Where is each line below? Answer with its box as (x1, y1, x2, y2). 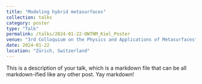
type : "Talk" (6, 25, 39, 32)
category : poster (6, 20, 50, 26)
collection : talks (6, 14, 52, 20)
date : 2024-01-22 (6, 43, 50, 49)
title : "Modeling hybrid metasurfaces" (6, 8, 106, 15)
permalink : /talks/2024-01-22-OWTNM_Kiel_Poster (6, 31, 130, 37)
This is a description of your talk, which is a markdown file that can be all (6, 64, 187, 71)
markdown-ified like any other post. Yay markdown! (6, 70, 134, 78)
